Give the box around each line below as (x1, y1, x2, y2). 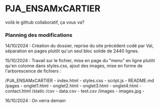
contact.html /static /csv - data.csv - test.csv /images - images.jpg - (5, 88, 145, 94)
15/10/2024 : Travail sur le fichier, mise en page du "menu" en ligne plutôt (5, 58, 155, 64)
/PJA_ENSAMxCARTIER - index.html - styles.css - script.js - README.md (5, 77, 155, 84)
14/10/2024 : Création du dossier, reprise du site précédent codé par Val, (5, 43, 154, 49)
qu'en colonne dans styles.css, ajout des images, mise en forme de (5, 63, 143, 69)
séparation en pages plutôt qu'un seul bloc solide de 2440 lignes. (5, 48, 139, 54)
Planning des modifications (5, 32, 73, 38)
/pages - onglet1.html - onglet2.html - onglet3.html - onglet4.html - (5, 83, 142, 89)
